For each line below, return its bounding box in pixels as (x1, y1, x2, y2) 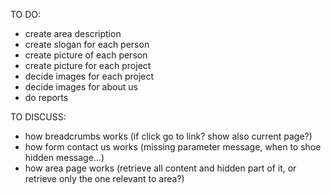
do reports (24, 92, 69, 103)
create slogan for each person (24, 39, 150, 50)
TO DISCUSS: (10, 111, 67, 123)
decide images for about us (24, 81, 138, 93)
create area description (24, 28, 122, 39)
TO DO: (10, 9, 42, 20)
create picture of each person (24, 49, 148, 61)
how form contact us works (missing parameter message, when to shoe (24, 141, 322, 153)
